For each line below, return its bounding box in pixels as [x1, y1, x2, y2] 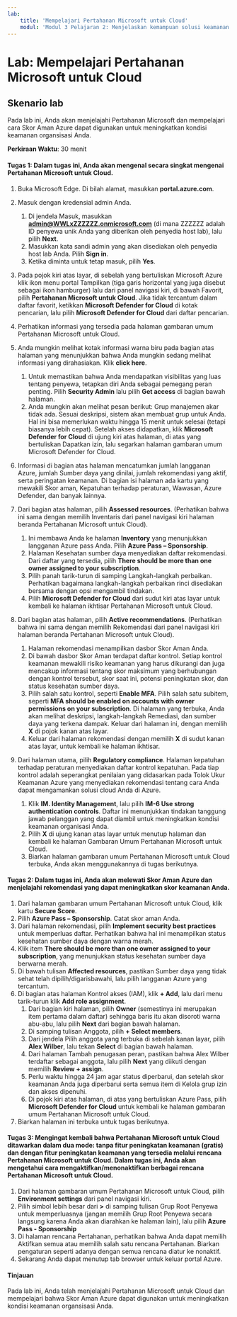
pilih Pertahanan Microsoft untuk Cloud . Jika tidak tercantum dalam [17, 293, 218, 302]
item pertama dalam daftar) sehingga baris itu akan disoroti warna [28, 1012, 221, 1020]
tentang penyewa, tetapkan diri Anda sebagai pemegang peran [28, 380, 212, 388]
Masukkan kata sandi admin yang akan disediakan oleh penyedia [28, 242, 218, 250]
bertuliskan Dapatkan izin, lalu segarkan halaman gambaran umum [28, 440, 223, 448]
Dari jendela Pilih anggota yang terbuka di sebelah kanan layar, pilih [28, 1034, 226, 1043]
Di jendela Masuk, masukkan [28, 212, 112, 220]
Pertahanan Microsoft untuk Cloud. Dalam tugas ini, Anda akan [7, 1156, 197, 1165]
